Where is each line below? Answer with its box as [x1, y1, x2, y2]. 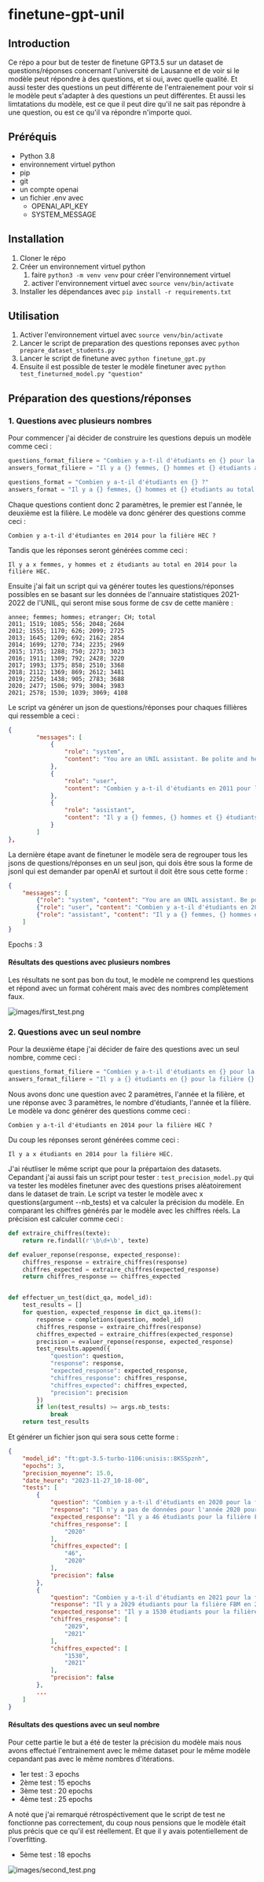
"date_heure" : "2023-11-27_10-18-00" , [22, 1477, 149, 1485]
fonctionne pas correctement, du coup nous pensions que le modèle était [8, 1818, 246, 1827]
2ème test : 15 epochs [19, 1778, 92, 1787]
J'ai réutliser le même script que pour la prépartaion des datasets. [8, 1164, 222, 1174]
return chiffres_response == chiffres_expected [22, 1272, 181, 1281]
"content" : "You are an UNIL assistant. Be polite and [64, 756, 247, 763]
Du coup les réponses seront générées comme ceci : [8, 1135, 179, 1144]
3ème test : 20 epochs [19, 1785, 93, 1796]
